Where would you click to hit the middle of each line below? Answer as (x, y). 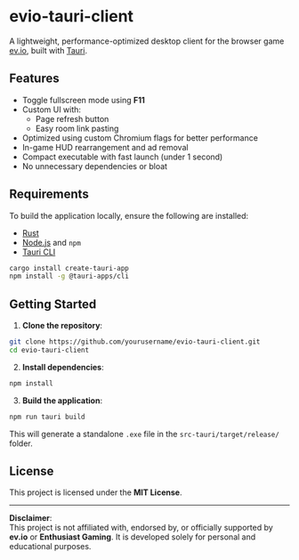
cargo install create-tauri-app (69, 268)
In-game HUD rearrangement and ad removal (105, 147)
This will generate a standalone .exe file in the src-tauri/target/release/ (145, 434)
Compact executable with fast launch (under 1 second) (122, 157)
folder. (21, 443)
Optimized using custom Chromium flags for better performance (140, 138)
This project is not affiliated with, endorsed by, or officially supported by (141, 528)
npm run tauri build (48, 417)
